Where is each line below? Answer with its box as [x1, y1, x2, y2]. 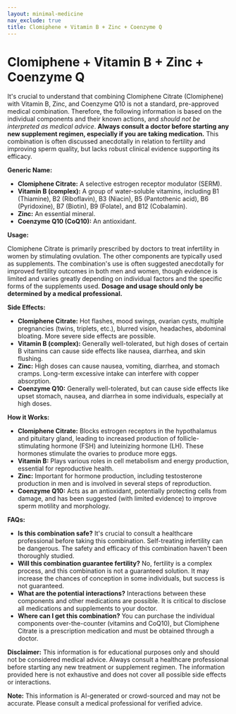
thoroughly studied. [17, 552, 75, 560]
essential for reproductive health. [17, 464, 114, 473]
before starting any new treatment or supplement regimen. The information [7, 663, 225, 672]
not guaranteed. [17, 582, 65, 590]
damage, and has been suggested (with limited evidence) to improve [17, 494, 217, 503]
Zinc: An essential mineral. [17, 210, 96, 218]
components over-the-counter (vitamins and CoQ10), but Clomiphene [17, 619, 220, 628]
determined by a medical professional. [7, 290, 123, 298]
